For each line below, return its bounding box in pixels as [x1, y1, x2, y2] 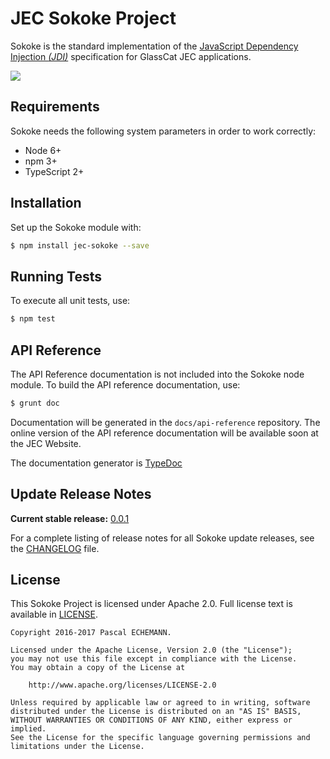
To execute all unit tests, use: [10, 295, 131, 307]
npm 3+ [24, 155, 58, 167]
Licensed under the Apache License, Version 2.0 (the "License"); [10, 645, 293, 656]
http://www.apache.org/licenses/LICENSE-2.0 [28, 680, 217, 691]
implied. [10, 724, 47, 734]
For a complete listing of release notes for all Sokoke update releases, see [10, 532, 315, 544]
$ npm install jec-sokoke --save [10, 240, 150, 251]
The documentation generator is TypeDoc [10, 457, 183, 469]
